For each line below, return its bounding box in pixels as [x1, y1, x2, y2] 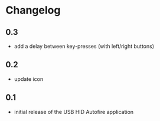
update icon [14, 75, 44, 83]
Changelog [5, 4, 61, 17]
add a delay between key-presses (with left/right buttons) [14, 42, 155, 50]
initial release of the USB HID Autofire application [14, 108, 134, 115]
